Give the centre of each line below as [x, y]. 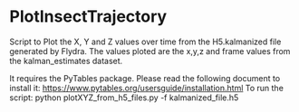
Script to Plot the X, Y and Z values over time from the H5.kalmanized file [145, 42]
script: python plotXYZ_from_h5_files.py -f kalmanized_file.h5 [124, 98]
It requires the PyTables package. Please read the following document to [145, 78]
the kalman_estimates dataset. [66, 61]
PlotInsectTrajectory [88, 17]
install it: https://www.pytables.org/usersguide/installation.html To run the [146, 88]
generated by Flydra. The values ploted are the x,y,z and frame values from [150, 51]
